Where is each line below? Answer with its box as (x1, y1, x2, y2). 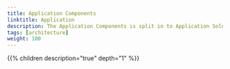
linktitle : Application (7, 16, 75, 23)
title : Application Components (7, 10, 97, 17)
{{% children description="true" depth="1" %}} (7, 54, 140, 62)
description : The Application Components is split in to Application (7, 23, 210, 29)
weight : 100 (7, 36, 41, 42)
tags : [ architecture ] (7, 29, 69, 36)
